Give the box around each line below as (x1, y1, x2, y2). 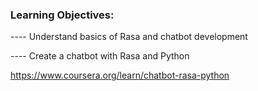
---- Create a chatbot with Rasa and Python (10, 50, 190, 62)
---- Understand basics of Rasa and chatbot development (10, 31, 248, 43)
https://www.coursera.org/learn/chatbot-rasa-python (10, 69, 230, 82)
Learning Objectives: (10, 8, 115, 22)
